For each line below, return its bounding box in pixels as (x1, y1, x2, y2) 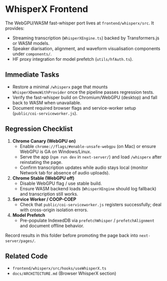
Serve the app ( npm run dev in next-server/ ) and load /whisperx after (19, 153, 162, 160)
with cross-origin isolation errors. (19, 207, 89, 213)
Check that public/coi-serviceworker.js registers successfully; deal (19, 201, 162, 207)
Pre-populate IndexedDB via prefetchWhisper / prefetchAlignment (19, 217, 155, 223)
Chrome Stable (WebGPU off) (12, 175, 75, 181)
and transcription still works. (19, 191, 78, 197)
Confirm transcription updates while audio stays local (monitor (19, 164, 148, 170)
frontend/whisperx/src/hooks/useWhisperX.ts (12, 266, 107, 271)
